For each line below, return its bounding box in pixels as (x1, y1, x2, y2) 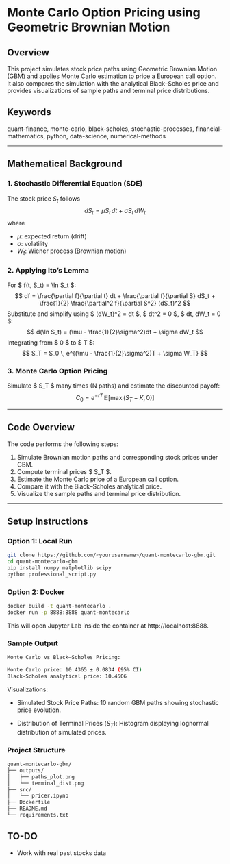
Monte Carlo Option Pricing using (7, 5, 201, 21)
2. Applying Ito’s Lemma (7, 265, 89, 275)
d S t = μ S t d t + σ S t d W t (84, 207, 146, 217)
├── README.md (7, 805, 48, 813)
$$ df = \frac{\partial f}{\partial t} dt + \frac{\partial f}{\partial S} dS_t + (14, 292, 216, 300)
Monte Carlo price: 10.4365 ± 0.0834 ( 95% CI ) (7, 667, 142, 674)
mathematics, (7, 132, 46, 140)
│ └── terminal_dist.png (7, 780, 84, 787)
